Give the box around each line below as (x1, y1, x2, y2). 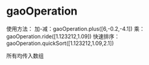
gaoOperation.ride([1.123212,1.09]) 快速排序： (6, 32, 120, 40)
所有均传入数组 (6, 52, 44, 59)
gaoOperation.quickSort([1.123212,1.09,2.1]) (6, 39, 114, 47)
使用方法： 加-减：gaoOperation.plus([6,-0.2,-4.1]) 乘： (6, 25, 145, 32)
